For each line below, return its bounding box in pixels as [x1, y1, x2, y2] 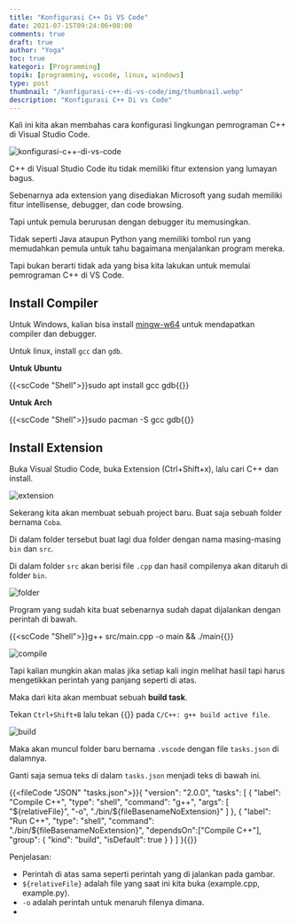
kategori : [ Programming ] [9, 63, 101, 72]
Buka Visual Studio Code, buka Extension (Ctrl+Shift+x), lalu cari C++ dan [9, 464, 279, 474]
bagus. [9, 173, 35, 184]
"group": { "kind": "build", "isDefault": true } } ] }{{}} [9, 834, 198, 845]
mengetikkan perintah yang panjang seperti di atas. [9, 675, 198, 685]
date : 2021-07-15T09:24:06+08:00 [9, 21, 133, 30]
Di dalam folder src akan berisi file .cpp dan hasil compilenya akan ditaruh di [9, 560, 288, 571]
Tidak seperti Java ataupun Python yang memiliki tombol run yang [9, 234, 251, 245]
